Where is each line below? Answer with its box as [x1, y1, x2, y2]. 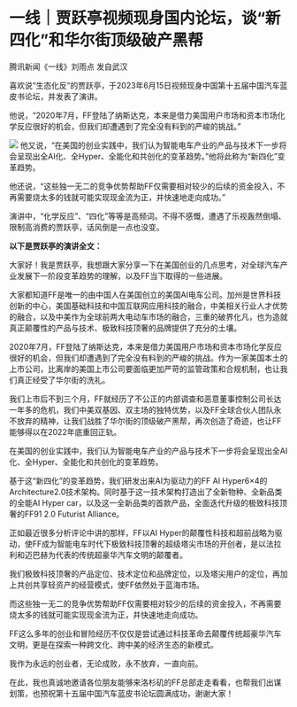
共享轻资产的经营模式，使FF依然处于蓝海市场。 [32, 579, 205, 590]
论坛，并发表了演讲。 [24, 90, 103, 102]
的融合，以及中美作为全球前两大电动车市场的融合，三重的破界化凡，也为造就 [9, 311, 288, 322]
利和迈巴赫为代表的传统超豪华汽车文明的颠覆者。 [9, 549, 187, 560]
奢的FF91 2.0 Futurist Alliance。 [9, 509, 125, 519]
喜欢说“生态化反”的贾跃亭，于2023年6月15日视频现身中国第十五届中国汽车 [9, 80, 280, 90]
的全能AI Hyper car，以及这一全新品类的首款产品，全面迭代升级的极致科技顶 [9, 497, 287, 508]
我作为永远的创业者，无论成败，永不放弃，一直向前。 [9, 657, 203, 669]
